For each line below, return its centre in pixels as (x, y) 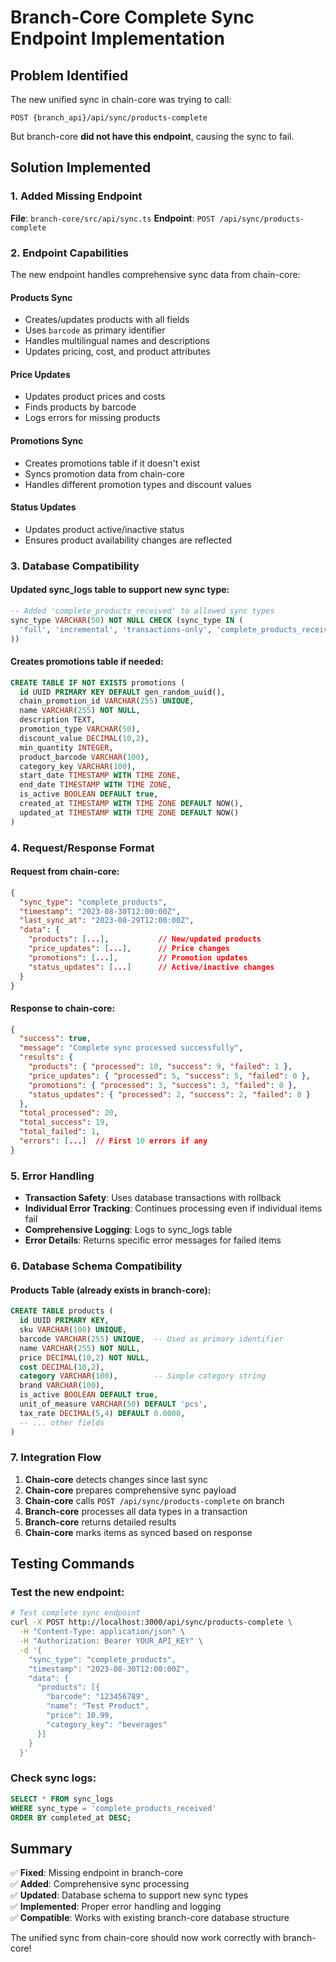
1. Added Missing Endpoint (76, 196)
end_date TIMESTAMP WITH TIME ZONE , (95, 785)
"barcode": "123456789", (98, 1697)
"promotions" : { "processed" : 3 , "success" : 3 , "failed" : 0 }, (163, 1085)
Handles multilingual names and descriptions (117, 341)
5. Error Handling (52, 1176)
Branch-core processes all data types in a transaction (136, 1511)
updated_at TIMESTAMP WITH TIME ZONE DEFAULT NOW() (129, 812)
